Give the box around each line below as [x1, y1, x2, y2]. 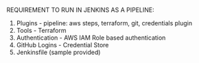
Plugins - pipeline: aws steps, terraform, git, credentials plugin [16, 19, 193, 27]
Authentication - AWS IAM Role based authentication [16, 34, 166, 42]
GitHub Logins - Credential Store [16, 41, 109, 49]
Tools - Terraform [16, 27, 67, 34]
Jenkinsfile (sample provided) [16, 48, 101, 56]
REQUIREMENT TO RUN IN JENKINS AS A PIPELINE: [6, 6, 155, 14]
